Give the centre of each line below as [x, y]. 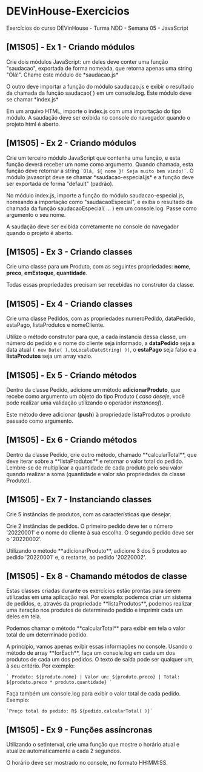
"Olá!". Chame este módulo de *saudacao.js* [62, 75]
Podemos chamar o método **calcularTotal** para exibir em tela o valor [96, 628]
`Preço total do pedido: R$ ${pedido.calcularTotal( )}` [80, 711]
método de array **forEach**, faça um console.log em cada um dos [91, 653]
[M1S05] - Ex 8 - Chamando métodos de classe [97, 576]
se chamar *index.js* [32, 99]
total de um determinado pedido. [47, 635]
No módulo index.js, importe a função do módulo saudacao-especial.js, [95, 195]
